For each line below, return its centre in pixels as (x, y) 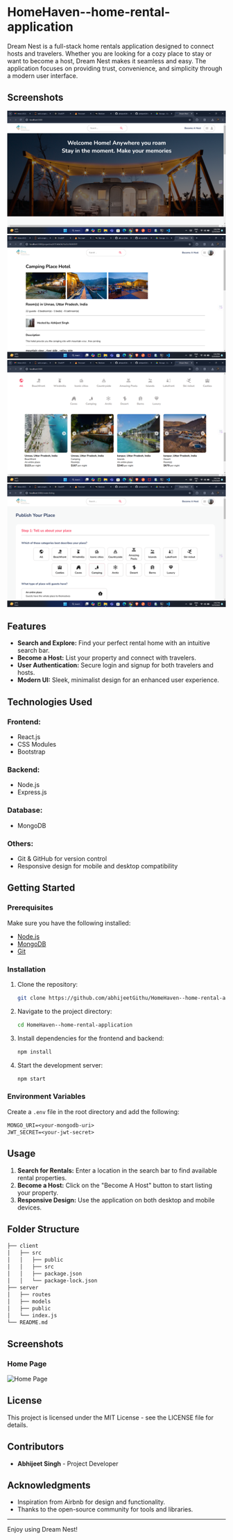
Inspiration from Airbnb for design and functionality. (91, 1502)
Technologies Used (50, 702)
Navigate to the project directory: (64, 1011)
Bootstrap (31, 752)
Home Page (27, 1363)
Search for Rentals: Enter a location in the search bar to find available (117, 1170)
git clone (32, 998)
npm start (32, 1079)
